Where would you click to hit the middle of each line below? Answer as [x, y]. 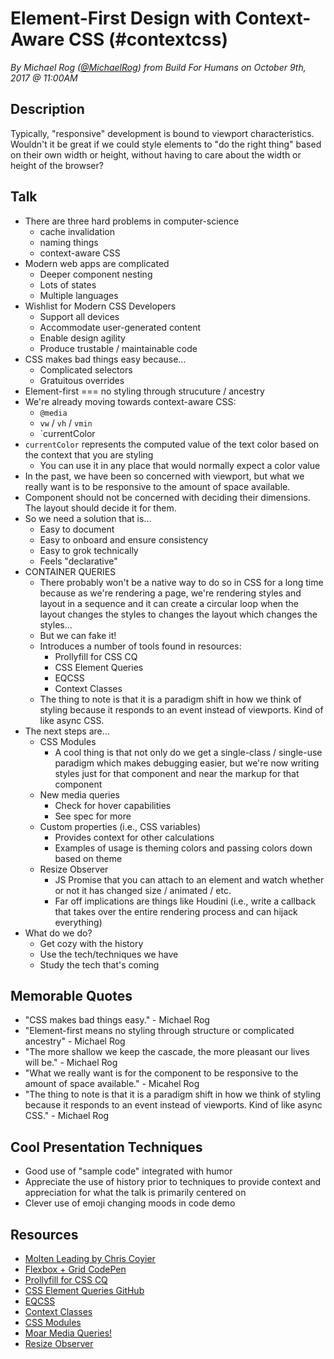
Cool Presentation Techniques [106, 1147]
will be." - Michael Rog [71, 1063]
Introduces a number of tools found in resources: [140, 646]
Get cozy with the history [91, 943]
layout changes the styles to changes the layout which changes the [178, 614]
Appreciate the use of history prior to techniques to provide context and [173, 1182]
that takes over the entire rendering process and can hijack [176, 911]
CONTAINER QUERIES [70, 571]
